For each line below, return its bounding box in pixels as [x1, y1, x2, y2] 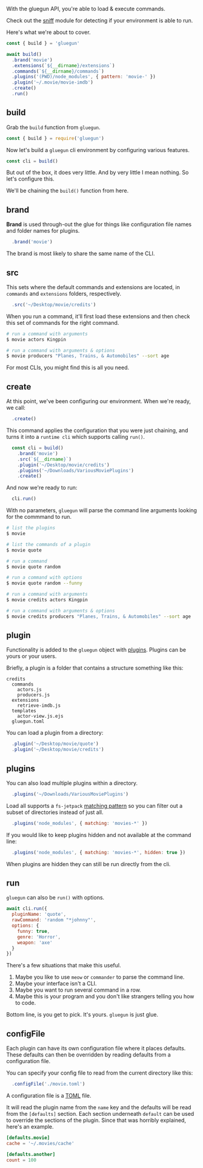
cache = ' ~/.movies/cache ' [6, 1140, 75, 1146]
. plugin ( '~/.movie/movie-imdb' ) [12, 79, 94, 85]
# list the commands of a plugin [6, 541, 91, 547]
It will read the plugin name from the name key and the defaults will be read [6, 1104, 191, 1111]
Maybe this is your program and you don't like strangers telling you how [15, 993, 195, 1000]
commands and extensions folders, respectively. [6, 290, 122, 297]
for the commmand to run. [6, 513, 72, 521]
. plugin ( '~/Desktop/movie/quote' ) [12, 741, 99, 747]
